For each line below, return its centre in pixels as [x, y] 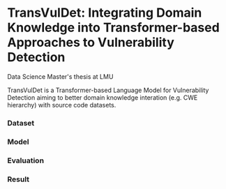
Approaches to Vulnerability [91, 43]
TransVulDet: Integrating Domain [105, 13]
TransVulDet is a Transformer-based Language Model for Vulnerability [108, 90]
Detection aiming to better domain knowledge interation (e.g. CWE [103, 97]
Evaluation [25, 160]
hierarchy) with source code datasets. [62, 105]
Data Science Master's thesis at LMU [60, 76]
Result [18, 179]
